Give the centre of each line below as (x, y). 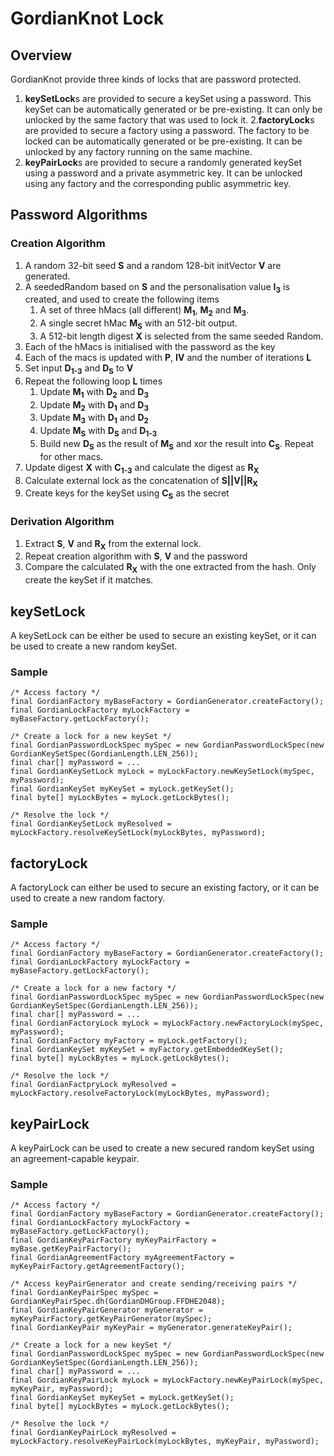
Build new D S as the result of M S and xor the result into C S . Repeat (177, 445)
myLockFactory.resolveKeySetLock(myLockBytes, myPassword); (138, 833)
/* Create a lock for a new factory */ (93, 988)
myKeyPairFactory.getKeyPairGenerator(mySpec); (111, 1319)
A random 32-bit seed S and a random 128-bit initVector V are (153, 265)
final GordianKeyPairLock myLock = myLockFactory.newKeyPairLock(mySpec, (167, 1380)
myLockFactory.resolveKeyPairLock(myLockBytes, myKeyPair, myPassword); (165, 1442)
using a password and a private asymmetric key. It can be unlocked (163, 173)
